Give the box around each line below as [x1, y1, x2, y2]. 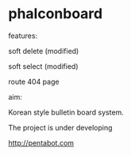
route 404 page [8, 77, 60, 86]
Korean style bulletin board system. [8, 108, 125, 117]
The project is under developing [8, 123, 113, 132]
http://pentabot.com [8, 138, 74, 147]
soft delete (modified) [8, 46, 79, 55]
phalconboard [8, 5, 103, 23]
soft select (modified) [8, 61, 79, 71]
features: [8, 31, 38, 40]
